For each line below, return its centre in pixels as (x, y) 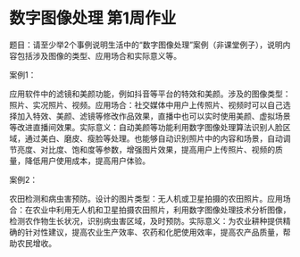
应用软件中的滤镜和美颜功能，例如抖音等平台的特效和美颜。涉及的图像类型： (150, 94)
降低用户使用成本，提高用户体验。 (87, 161)
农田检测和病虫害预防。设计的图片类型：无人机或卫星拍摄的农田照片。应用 (146, 198)
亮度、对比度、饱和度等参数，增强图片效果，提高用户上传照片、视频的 (146, 149)
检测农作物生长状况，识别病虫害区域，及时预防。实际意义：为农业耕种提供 (146, 220)
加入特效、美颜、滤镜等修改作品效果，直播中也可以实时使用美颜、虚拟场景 (154, 116)
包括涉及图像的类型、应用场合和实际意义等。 (99, 55)
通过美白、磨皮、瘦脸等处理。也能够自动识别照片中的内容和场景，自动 (154, 138)
